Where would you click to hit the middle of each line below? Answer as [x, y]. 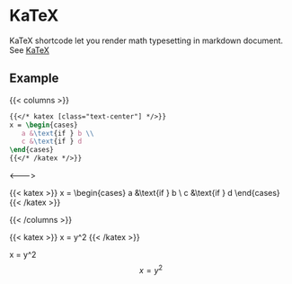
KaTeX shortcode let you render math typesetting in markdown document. [146, 40]
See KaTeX [29, 49]
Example [34, 79]
